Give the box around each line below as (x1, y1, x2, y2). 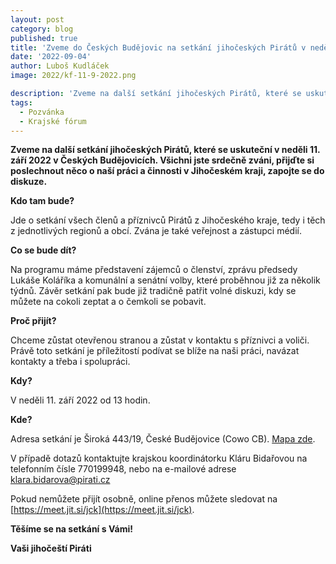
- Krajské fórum (19, 116, 87, 126)
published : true (10, 33, 78, 43)
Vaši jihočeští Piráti (10, 542, 92, 555)
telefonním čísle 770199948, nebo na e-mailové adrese (10, 463, 237, 475)
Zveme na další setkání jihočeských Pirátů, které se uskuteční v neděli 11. (10, 144, 321, 156)
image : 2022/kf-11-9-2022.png (10, 71, 137, 81)
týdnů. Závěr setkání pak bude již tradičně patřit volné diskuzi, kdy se (10, 285, 297, 297)
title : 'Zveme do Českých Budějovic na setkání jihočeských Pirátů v (10, 42, 307, 53)
